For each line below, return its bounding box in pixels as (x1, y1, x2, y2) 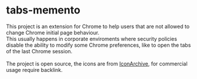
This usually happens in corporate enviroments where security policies (6, 35, 178, 42)
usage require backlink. (6, 66, 63, 73)
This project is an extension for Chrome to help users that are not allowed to (6, 23, 190, 30)
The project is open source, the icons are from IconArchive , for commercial (6, 60, 188, 67)
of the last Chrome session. (6, 47, 73, 54)
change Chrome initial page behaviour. (6, 29, 100, 36)
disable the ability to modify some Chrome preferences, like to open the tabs (6, 42, 191, 49)
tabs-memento (6, 4, 81, 17)
